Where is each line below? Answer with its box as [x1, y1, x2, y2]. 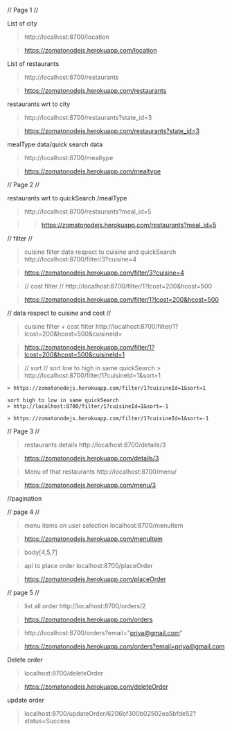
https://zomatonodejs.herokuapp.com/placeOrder [24, 575, 166, 583]
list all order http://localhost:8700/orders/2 [24, 602, 146, 610]
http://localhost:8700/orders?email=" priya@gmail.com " [24, 629, 183, 637]
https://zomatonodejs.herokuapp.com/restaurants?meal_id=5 [41, 221, 217, 229]
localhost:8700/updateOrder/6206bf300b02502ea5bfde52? [24, 709, 196, 717]
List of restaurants [7, 60, 60, 68]
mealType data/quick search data [7, 140, 103, 148]
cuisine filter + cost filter [24, 322, 95, 330]
